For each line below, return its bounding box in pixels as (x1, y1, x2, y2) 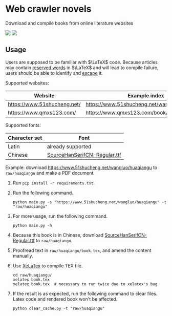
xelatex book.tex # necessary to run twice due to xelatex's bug (12, 281, 158, 287)
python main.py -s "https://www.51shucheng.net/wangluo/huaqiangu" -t (12, 199, 167, 205)
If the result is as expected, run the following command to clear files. (12, 290, 158, 297)
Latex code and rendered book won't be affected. (12, 296, 118, 302)
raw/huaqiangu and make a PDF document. (5, 170, 95, 176)
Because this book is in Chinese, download (12, 231, 104, 238)
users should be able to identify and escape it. (5, 70, 103, 76)
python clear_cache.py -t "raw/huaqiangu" (12, 306, 105, 311)
